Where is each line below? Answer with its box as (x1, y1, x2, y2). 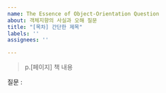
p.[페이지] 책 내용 (24, 63, 73, 71)
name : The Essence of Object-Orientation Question (7, 10, 160, 18)
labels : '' (7, 30, 40, 37)
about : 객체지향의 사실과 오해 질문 (7, 17, 97, 24)
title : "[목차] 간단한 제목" (7, 23, 83, 30)
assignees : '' (7, 37, 49, 44)
